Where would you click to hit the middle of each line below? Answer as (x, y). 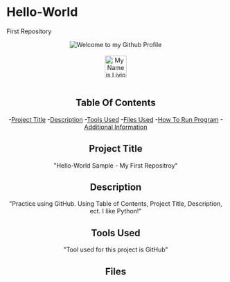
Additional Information (116, 127)
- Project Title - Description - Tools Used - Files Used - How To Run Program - (116, 119)
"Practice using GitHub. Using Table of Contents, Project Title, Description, (116, 204)
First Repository (29, 31)
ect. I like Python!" (116, 211)
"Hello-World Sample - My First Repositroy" (116, 165)
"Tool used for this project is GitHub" (116, 249)
